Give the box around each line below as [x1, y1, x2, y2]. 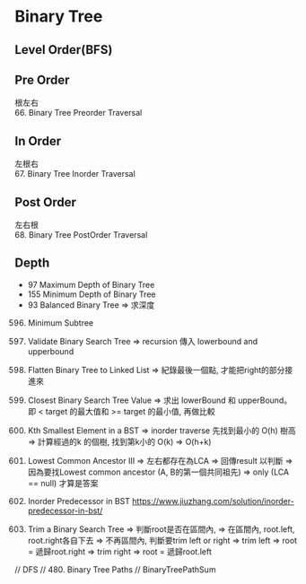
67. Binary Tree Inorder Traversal [14, 169, 136, 179]
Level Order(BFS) [14, 42, 113, 57]
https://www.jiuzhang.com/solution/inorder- [132, 495, 294, 506]
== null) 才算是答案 [27, 477, 99, 488]
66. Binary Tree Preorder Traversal [14, 108, 143, 118]
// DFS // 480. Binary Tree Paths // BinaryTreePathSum [14, 563, 216, 575]
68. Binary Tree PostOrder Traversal [14, 230, 148, 240]
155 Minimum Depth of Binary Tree [27, 289, 156, 300]
